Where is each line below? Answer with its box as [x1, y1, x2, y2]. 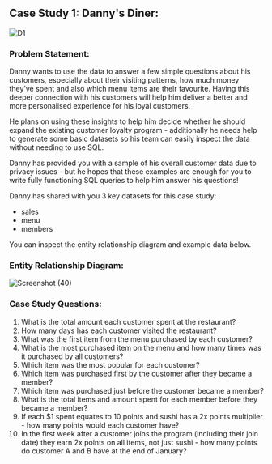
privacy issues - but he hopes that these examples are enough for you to [9, 167, 252, 177]
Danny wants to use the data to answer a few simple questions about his [9, 66, 251, 76]
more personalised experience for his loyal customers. [9, 101, 191, 111]
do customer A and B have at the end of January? [20, 445, 187, 456]
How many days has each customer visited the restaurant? [20, 326, 217, 335]
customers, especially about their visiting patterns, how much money [9, 75, 240, 85]
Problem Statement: [9, 48, 90, 59]
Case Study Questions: [9, 299, 102, 310]
